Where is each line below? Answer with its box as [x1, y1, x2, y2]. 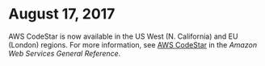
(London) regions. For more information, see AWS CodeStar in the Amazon [8, 39, 257, 49]
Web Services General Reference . [8, 48, 121, 58]
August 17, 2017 [8, 5, 116, 23]
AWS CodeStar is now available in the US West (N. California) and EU [8, 31, 238, 41]
